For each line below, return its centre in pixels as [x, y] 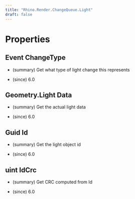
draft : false [19, 14]
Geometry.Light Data [39, 95]
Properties [28, 39]
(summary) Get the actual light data [49, 107]
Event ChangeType [36, 58]
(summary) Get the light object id [47, 144]
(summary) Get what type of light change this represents [71, 69]
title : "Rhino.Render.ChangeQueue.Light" [49, 10]
